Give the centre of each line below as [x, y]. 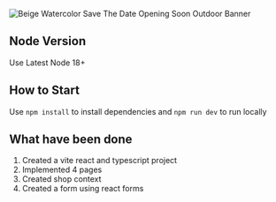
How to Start [44, 90]
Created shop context [61, 179]
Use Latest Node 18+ [47, 63]
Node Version [48, 41]
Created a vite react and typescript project [100, 161]
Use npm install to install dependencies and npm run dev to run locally [138, 111]
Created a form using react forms [83, 189]
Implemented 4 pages [62, 170]
